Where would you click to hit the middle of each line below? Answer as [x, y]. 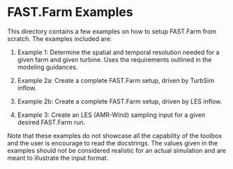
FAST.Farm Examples [70, 12]
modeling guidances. [47, 67]
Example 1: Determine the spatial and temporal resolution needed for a [118, 52]
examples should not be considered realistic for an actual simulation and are [117, 150]
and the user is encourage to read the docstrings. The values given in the [113, 143]
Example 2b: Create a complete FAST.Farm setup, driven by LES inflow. [120, 101]
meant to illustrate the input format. [58, 158]
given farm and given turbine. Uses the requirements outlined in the [114, 59]
